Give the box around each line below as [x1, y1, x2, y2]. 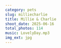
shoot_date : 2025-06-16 [5, 21, 55, 26]
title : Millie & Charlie [5, 16, 57, 21]
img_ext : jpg [5, 35, 32, 40]
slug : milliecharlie [5, 12, 48, 17]
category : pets [5, 7, 37, 12]
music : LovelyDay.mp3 [5, 30, 50, 35]
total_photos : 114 [5, 26, 43, 31]
